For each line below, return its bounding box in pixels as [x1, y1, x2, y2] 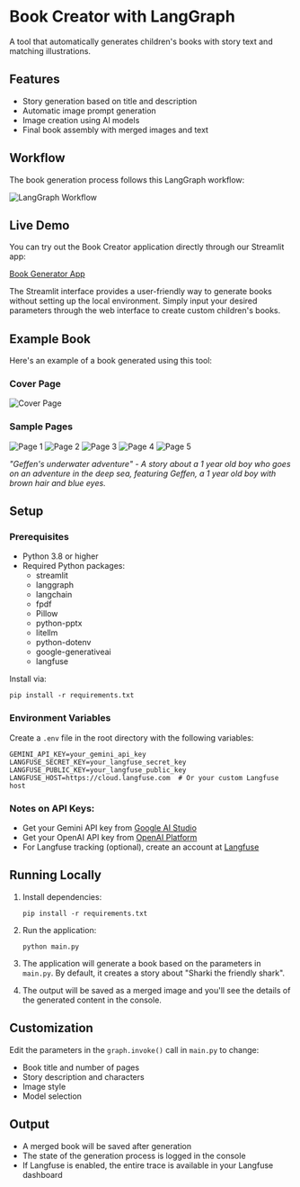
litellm [35, 627, 58, 638]
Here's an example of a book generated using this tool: [9, 355, 213, 366]
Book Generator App [9, 268, 85, 280]
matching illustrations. [9, 45, 92, 56]
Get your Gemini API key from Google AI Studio [22, 823, 198, 833]
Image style [22, 1081, 66, 1092]
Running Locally [9, 868, 101, 883]
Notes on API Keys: [9, 802, 95, 814]
